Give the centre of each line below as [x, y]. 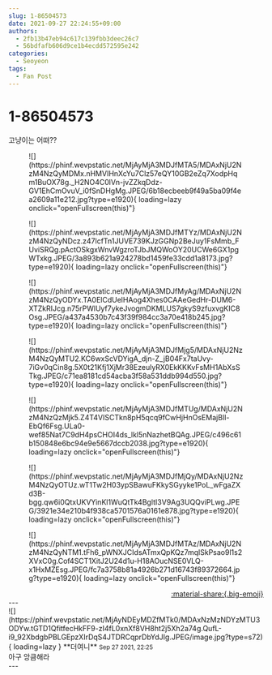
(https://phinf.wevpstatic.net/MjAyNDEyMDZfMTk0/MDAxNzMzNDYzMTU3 [134, 619]
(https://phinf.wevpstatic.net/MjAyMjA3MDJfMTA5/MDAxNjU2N [135, 165]
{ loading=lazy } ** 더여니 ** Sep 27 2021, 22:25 [81, 647]
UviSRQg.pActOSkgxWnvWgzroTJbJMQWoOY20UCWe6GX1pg [134, 249]
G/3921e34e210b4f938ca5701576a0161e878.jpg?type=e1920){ [134, 510]
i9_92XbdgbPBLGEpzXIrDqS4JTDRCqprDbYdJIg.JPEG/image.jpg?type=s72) [136, 637]
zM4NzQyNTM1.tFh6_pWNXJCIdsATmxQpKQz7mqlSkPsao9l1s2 [136, 552]
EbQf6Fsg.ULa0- [57, 426]
